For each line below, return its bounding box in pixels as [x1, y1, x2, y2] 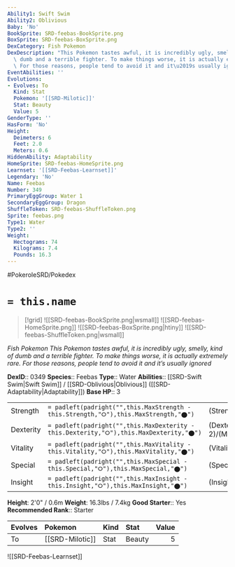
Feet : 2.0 [13, 141, 42, 148]
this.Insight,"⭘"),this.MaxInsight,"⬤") [48, 481, 187, 489]
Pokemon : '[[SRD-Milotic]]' [13, 95, 96, 102]
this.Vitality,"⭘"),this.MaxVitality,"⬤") [48, 447, 195, 456]
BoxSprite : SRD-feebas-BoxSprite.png [7, 36, 117, 43]
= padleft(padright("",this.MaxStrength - [48, 403, 191, 411]
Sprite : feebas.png [7, 212, 64, 219]
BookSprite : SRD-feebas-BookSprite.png [7, 29, 124, 37]
